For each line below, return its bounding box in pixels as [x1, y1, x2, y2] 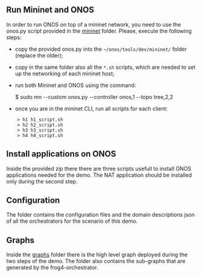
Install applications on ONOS [6, 149, 116, 159]
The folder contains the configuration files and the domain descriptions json [6, 211, 195, 218]
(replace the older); [14, 51, 63, 59]
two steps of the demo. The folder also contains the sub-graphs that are [6, 258, 186, 265]
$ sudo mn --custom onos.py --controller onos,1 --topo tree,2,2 [14, 93, 174, 100]
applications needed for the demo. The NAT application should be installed [6, 171, 192, 179]
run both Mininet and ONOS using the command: [14, 81, 136, 89]
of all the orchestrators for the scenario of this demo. [6, 217, 138, 225]
